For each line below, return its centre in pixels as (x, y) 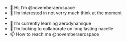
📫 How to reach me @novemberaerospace (54, 34)
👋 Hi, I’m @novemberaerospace (42, 8)
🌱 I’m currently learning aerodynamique (50, 23)
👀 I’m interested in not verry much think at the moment (66, 13)
